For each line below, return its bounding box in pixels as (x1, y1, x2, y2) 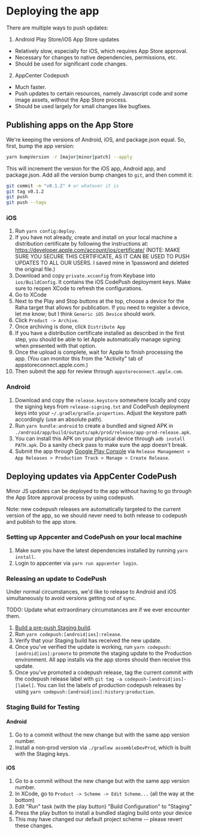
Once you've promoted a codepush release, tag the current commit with (14, 669, 193, 676)
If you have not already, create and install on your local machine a (14, 234, 177, 241)
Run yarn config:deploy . (14, 227, 77, 235)
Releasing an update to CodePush (6, 574, 107, 583)
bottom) (14, 797, 35, 804)
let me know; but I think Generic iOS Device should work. (14, 311, 156, 318)
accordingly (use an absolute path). (14, 416, 103, 423)
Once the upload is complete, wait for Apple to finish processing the (14, 348, 183, 356)
